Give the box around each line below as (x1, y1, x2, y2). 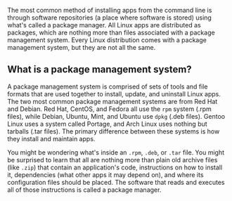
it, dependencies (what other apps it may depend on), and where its (7, 170, 204, 179)
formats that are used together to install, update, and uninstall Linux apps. (7, 89, 221, 98)
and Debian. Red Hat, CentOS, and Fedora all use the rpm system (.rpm (7, 105, 212, 113)
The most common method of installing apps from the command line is (7, 6, 212, 14)
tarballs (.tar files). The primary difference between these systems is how (7, 127, 220, 136)
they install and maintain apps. (7, 134, 96, 143)
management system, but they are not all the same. (7, 44, 156, 51)
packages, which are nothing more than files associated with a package (7, 28, 216, 37)
